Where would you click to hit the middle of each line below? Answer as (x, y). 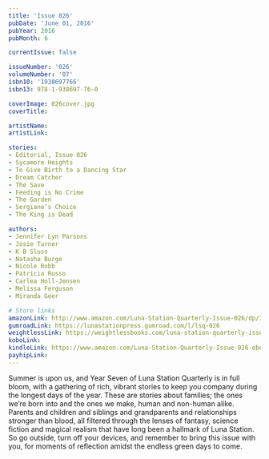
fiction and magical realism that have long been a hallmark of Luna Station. (131, 429)
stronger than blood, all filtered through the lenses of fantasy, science (123, 421)
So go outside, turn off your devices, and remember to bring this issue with (132, 437)
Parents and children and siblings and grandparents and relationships (123, 412)
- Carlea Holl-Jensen (44, 281)
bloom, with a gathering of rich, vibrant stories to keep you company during (133, 386)
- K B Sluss (28, 252)
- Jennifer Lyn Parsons (48, 236)
